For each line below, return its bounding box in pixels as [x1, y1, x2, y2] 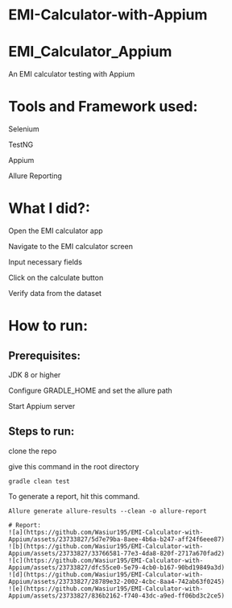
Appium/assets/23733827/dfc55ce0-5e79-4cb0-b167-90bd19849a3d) [8, 563, 226, 572]
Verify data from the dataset [8, 289, 102, 298]
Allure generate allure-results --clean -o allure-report [8, 506, 207, 515]
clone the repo [8, 446, 57, 456]
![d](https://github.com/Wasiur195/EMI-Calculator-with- [8, 570, 204, 578]
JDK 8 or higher [8, 370, 61, 380]
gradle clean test [8, 477, 70, 485]
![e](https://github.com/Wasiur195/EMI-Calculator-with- [8, 585, 204, 593]
